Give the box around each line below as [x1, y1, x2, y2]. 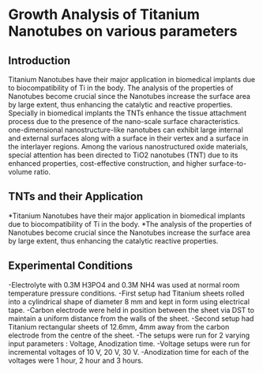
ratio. [34, 168, 51, 176]
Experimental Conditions [8, 259, 133, 273]
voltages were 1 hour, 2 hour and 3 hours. [8, 356, 144, 365]
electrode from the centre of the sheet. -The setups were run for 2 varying [8, 330, 250, 340]
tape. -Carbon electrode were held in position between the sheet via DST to [8, 305, 255, 315]
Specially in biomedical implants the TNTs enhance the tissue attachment [8, 108, 247, 118]
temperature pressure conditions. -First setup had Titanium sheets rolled [8, 288, 245, 298]
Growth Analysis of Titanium [8, 6, 200, 24]
